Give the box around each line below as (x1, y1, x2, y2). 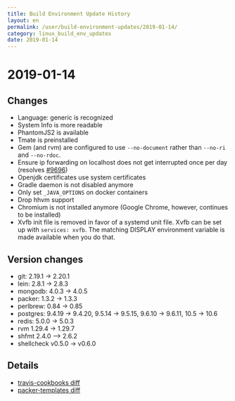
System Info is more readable (17, 121, 103, 129)
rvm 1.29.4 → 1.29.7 (17, 324, 75, 333)
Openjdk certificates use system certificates (17, 173, 146, 182)
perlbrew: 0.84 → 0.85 (17, 302, 83, 310)
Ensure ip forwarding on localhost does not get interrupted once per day (17, 158, 227, 167)
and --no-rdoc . (17, 151, 61, 159)
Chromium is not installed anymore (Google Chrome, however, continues (17, 203, 229, 212)
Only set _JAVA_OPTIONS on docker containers (17, 188, 148, 197)
